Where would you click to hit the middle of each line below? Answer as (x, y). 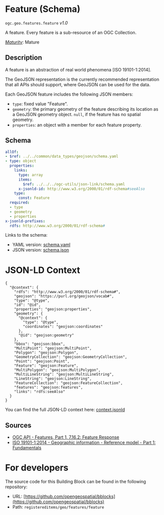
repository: (16, 487)
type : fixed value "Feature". (40, 104)
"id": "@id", (27, 305)
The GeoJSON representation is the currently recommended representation (82, 79)
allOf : (12, 152)
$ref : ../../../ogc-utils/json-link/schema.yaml (74, 184)
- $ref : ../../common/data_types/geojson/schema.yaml (62, 157)
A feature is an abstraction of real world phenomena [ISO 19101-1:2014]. (78, 69)
